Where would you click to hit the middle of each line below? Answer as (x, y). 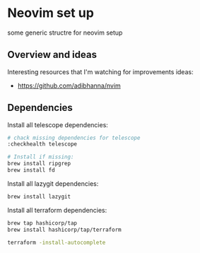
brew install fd (31, 170)
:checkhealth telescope (42, 144)
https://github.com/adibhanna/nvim (69, 86)
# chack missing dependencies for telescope (74, 138)
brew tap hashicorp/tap (42, 223)
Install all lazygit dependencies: (53, 183)
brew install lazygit (39, 196)
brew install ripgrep (39, 164)
